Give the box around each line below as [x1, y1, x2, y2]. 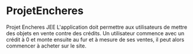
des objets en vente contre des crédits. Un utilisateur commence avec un [6, 29, 185, 36]
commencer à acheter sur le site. [6, 42, 87, 49]
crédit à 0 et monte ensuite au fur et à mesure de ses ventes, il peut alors [6, 36, 185, 43]
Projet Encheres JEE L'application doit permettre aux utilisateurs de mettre [6, 23, 188, 31]
